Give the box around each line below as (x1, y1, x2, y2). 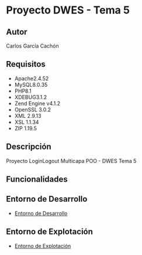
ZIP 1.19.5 (14, 124, 37, 132)
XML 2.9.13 (14, 112, 41, 119)
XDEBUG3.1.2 (14, 93, 47, 100)
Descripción (6, 142, 51, 152)
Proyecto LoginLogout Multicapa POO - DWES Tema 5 (6, 157, 137, 164)
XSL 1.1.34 (14, 118, 39, 125)
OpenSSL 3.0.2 (14, 106, 51, 113)
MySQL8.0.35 (14, 81, 48, 88)
